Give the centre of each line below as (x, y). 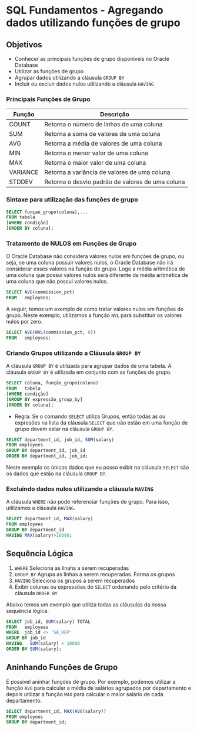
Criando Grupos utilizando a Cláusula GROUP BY (74, 353)
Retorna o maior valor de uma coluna (95, 163)
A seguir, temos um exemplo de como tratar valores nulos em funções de (95, 309)
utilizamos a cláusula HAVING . (41, 508)
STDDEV (21, 182)
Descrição (114, 115)
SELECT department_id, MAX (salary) (50, 519)
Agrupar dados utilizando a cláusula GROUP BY (69, 78)
